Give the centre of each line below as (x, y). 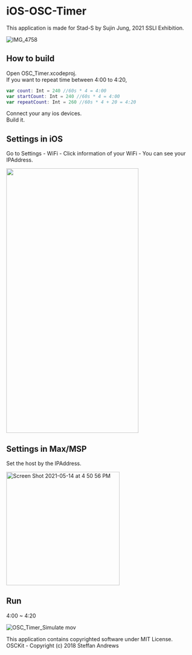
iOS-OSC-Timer (46, 11)
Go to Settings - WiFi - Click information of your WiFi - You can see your (96, 154)
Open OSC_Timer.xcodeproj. (41, 73)
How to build (30, 59)
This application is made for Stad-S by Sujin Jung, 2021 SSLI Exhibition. (95, 28)
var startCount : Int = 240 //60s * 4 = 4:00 (63, 96)
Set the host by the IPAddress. (44, 463)
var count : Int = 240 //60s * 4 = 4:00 (56, 91)
